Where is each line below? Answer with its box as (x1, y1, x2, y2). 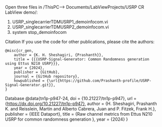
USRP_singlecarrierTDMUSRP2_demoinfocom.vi (12, 24, 109, 30)
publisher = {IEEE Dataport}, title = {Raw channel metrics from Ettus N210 (5, 111, 153, 117)
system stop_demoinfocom (12, 29, 67, 35)
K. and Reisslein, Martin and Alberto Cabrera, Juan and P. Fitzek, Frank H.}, (5, 106, 156, 112)
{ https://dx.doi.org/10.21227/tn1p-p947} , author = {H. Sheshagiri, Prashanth (5, 101, 157, 106)
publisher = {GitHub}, (14, 70, 60, 75)
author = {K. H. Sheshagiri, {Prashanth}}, (14, 52, 104, 57)
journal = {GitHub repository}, (14, 74, 80, 79)
